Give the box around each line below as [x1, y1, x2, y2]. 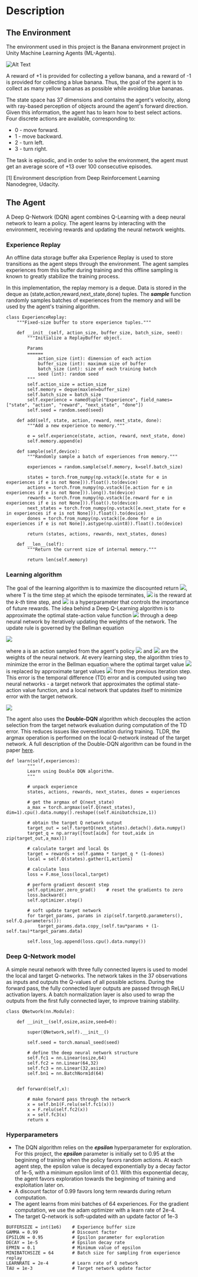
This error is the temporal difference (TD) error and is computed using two [6, 674, 187, 682]
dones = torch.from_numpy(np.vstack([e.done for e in [27, 516, 162, 522]
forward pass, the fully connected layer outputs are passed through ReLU [6, 985, 184, 992]
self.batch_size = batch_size [27, 392, 101, 398]
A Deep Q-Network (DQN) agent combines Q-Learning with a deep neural [6, 213, 186, 220]
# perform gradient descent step [27, 882, 110, 888]
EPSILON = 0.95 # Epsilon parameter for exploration [6, 1235, 165, 1240]
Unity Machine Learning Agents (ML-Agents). [6, 50, 116, 57]
